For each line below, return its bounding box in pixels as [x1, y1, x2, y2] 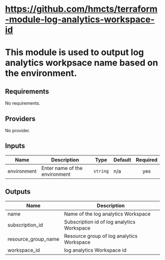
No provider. [5, 128, 30, 133]
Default [113, 156, 132, 163]
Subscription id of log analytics [64, 218, 136, 225]
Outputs [5, 188, 31, 196]
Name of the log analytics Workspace [64, 210, 151, 217]
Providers [5, 115, 36, 123]
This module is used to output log [5, 47, 144, 58]
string [93, 168, 109, 174]
